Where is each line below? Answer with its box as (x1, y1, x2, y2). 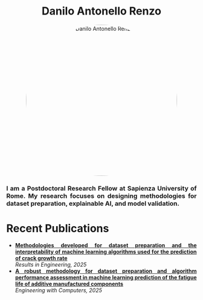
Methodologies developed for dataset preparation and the (14, 241, 197, 249)
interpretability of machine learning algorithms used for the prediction (14, 248, 197, 255)
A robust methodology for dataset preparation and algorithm (14, 267, 197, 275)
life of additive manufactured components (14, 280, 124, 287)
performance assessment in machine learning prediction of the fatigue (14, 273, 197, 281)
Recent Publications (6, 222, 109, 235)
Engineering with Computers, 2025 (14, 286, 103, 294)
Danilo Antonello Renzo (41, 4, 162, 18)
